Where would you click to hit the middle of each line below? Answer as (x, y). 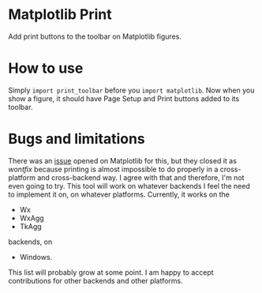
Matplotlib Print (60, 15)
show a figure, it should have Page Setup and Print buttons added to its (124, 98)
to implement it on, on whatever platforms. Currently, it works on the (119, 194)
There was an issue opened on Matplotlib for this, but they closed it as (122, 160)
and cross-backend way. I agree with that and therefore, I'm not (140, 177)
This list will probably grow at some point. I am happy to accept (111, 272)
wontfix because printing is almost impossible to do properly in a (113, 169)
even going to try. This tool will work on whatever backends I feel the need (129, 186)
